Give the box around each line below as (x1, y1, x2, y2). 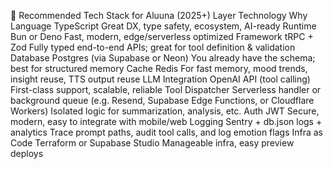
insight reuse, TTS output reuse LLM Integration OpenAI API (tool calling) (10, 73, 311, 85)
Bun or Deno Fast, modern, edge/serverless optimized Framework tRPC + (10, 31, 314, 42)
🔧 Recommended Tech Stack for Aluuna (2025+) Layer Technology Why (10, 10, 308, 21)
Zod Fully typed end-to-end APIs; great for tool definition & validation (10, 41, 296, 53)
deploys (10, 148, 44, 159)
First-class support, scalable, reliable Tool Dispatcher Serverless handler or (10, 84, 322, 95)
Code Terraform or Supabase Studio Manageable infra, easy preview (10, 137, 295, 149)
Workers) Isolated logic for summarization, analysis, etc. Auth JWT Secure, (10, 105, 320, 117)
